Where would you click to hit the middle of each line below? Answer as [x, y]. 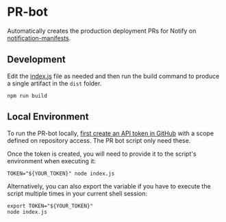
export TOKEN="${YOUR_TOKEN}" [50, 206]
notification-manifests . [39, 38]
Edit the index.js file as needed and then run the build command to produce [113, 76]
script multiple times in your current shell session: [77, 193]
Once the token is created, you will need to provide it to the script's [102, 154]
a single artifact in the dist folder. [54, 83]
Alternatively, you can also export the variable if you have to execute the [109, 186]
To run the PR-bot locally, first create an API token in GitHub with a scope [111, 133]
